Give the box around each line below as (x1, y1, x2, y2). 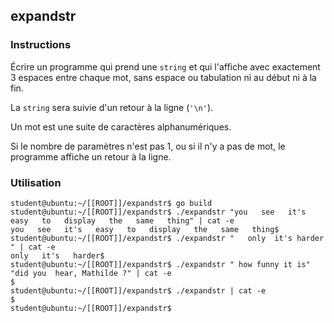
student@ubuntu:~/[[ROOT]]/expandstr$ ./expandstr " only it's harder (10, 233, 325, 243)
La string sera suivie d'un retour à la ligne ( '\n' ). (10, 101, 214, 113)
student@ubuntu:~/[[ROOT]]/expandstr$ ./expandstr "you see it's (10, 207, 307, 217)
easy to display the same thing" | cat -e (10, 215, 235, 226)
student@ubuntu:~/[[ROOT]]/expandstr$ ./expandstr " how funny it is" (10, 259, 311, 269)
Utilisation (10, 175, 62, 189)
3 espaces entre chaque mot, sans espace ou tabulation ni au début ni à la (10, 71, 317, 83)
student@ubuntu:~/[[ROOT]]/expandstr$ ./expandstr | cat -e (10, 285, 267, 296)
